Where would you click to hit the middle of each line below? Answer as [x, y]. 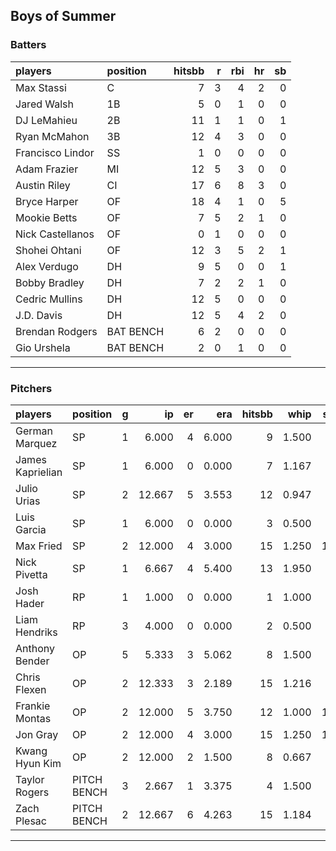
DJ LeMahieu [46, 120]
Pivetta [31, 574]
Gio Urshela [43, 347]
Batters [28, 45]
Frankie [33, 706]
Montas [33, 718]
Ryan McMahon [52, 136]
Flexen [31, 689]
